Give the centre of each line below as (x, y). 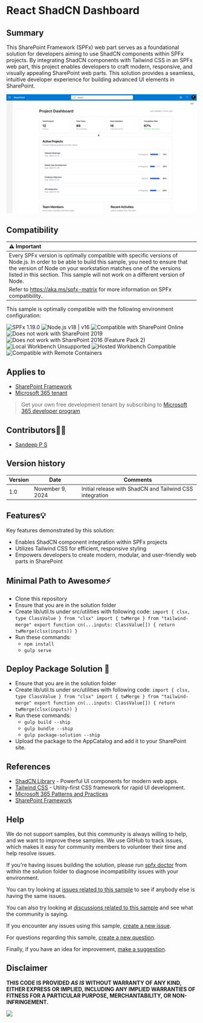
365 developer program (50, 411)
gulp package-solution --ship (62, 735)
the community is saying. (37, 914)
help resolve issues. (31, 853)
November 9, (50, 489)
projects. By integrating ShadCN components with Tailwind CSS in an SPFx (100, 60)
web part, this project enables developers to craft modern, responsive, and (99, 66)
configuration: (24, 315)
